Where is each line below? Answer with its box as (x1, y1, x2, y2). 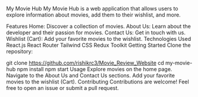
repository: (6, 48, 33, 55)
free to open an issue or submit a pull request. (6, 85, 119, 91)
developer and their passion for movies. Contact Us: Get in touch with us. (6, 29, 186, 36)
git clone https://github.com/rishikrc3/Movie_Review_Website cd (6, 59, 165, 66)
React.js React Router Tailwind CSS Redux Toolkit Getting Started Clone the (6, 41, 191, 48)
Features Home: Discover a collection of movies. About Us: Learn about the (6, 23, 191, 30)
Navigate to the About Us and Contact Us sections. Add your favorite (6, 72, 175, 79)
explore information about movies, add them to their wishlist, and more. (6, 11, 181, 18)
